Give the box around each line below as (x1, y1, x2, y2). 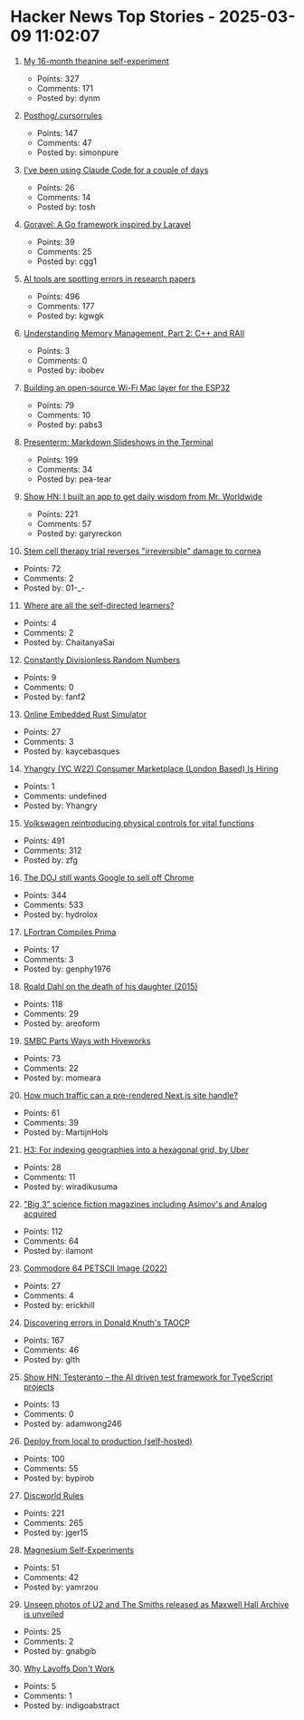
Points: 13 (23, 1399, 60, 1410)
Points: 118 (23, 998, 63, 1009)
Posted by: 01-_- (23, 582, 85, 593)
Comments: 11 (23, 1171, 76, 1182)
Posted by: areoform (23, 1018, 100, 1029)
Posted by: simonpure (36, 147, 119, 158)
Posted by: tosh (36, 201, 96, 212)
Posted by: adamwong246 (23, 1418, 122, 1429)
